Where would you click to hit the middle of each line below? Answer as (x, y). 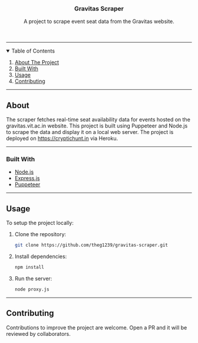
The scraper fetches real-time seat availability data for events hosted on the (98, 120)
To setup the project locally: (40, 223)
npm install (29, 267)
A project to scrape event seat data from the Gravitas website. (99, 21)
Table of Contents (33, 51)
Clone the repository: (40, 234)
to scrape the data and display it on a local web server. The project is (90, 132)
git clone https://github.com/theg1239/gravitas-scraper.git (91, 245)
